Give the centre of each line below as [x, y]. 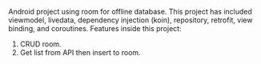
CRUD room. [40, 44]
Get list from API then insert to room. [80, 52]
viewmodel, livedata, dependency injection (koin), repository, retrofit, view [130, 20]
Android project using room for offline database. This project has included [130, 12]
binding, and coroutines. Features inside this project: [95, 28]
